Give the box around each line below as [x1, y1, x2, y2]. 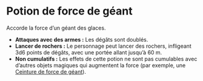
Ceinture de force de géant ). [15, 68, 87, 75]
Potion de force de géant [6, 4, 133, 18]
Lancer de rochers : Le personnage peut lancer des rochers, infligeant [15, 42, 192, 50]
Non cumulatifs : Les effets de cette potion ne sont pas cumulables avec [15, 55, 198, 62]
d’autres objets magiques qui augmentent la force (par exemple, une [15, 62, 186, 69]
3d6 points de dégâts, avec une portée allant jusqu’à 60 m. [15, 48, 162, 56]
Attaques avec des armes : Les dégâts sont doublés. [15, 36, 148, 43]
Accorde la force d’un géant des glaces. [6, 24, 106, 31]
